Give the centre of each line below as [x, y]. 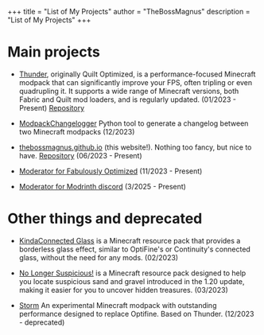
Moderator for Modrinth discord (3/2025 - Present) [102, 186]
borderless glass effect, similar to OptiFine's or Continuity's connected [135, 249]
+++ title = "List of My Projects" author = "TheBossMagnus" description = [129, 12]
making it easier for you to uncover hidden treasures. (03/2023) [123, 290]
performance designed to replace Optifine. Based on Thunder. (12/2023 [136, 314]
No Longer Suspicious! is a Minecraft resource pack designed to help [132, 273]
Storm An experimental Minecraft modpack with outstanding [118, 305]
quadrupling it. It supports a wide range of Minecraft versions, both [129, 91]
